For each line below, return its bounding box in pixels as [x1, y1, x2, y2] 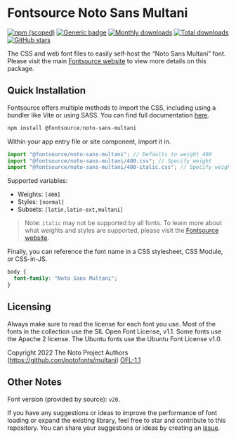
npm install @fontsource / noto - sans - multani [7, 125, 137, 132]
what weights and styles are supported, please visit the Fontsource [24, 227, 219, 235]
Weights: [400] [17, 190, 61, 198]
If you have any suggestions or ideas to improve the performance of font [7, 408, 218, 416]
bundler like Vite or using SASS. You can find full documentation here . [7, 110, 209, 119]
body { [7, 269, 27, 276]
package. [7, 64, 34, 72]
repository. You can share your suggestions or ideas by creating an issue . [7, 424, 221, 432]
